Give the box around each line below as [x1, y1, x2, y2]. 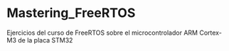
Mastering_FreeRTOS [6, 5, 136, 21]
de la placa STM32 [18, 35, 73, 44]
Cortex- [199, 28, 222, 37]
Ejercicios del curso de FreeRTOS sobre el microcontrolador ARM [6, 28, 198, 37]
